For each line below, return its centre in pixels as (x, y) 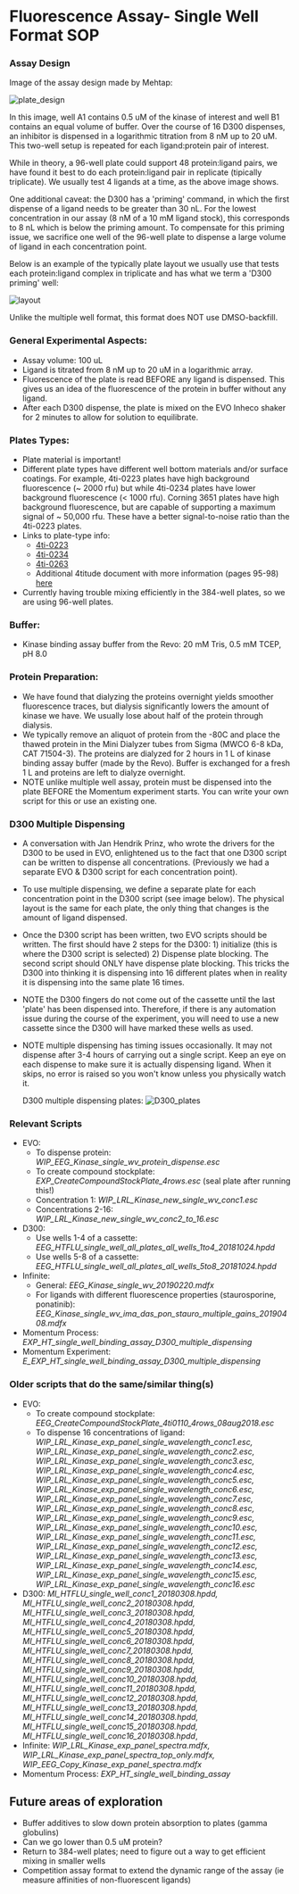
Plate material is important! (71, 460)
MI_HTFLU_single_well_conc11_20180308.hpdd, (109, 1688)
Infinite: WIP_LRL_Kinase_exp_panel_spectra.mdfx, (116, 1745)
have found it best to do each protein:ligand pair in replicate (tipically (136, 172)
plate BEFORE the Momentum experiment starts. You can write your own (155, 791)
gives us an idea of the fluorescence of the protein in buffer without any (154, 388)
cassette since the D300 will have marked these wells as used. (137, 1027)
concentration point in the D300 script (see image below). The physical (153, 898)
